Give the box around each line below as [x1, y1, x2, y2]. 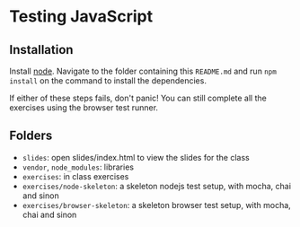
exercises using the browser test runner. [9, 102, 159, 113]
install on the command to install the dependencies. [9, 75, 207, 86]
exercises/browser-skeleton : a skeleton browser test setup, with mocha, [22, 199, 292, 210]
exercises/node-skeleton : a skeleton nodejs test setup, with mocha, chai [22, 180, 292, 191]
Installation [9, 42, 74, 57]
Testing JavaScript [9, 6, 154, 27]
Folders [9, 128, 53, 144]
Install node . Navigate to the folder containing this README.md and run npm [9, 65, 277, 76]
